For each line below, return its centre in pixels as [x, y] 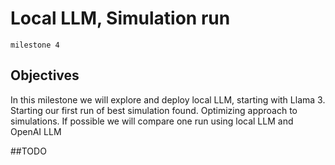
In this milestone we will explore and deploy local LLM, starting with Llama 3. [168, 99]
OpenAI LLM [36, 131]
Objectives [45, 75]
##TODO [28, 151]
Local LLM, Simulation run [120, 18]
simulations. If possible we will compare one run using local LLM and [152, 121]
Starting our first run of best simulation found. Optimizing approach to [154, 110]
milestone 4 [35, 45]
